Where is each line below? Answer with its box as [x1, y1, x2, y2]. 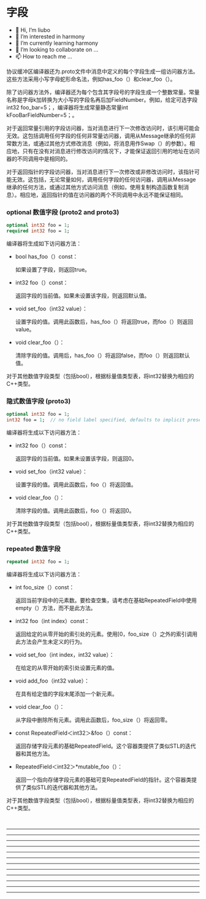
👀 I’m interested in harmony [15, 33, 85, 40]
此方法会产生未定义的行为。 [15, 638, 86, 646]
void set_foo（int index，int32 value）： [15, 651, 115, 659]
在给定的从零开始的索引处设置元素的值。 [15, 664, 118, 671]
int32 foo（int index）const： [15, 618, 90, 625]
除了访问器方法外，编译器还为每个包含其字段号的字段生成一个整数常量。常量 [6, 88, 200, 96]
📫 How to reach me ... [15, 53, 72, 60]
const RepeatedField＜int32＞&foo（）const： [15, 729, 133, 736]
